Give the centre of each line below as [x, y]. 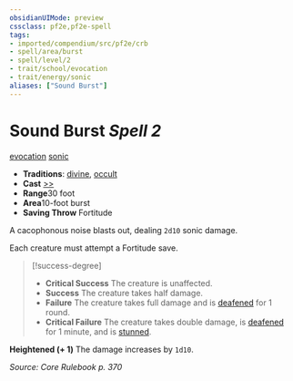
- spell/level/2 [40, 60]
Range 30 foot [49, 193]
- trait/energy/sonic [51, 77]
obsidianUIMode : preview [56, 18]
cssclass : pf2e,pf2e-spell [61, 26]
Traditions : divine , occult [70, 173]
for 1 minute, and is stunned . [98, 331]
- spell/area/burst [46, 52]
